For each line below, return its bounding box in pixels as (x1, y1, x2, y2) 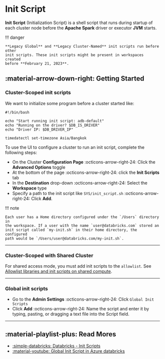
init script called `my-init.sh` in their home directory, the (5, 227, 137, 232)
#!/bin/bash (5, 110, 29, 115)
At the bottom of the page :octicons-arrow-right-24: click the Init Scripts (12, 169, 160, 175)
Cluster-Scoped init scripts (5, 89, 71, 96)
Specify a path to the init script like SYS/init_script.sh (12, 190, 124, 196)
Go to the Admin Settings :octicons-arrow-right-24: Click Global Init (12, 296, 154, 303)
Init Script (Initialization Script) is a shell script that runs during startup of (5, 20, 153, 26)
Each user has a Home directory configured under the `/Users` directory (5, 215, 160, 220)
